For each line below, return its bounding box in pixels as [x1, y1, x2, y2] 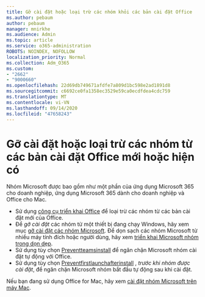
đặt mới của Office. [15, 214, 63, 222]
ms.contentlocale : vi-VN [6, 99, 70, 105]
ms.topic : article [6, 37, 53, 43]
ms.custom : [6, 65, 34, 72]
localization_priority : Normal [6, 54, 86, 60]
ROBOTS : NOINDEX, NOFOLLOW [6, 49, 75, 55]
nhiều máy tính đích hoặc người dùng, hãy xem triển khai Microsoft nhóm [15, 234, 199, 241]
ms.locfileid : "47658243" [6, 111, 72, 117]
